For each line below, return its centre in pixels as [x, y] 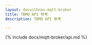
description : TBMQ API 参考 [33, 19]
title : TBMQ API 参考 [27, 14]
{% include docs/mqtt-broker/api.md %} [46, 37]
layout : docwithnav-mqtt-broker [38, 10]
